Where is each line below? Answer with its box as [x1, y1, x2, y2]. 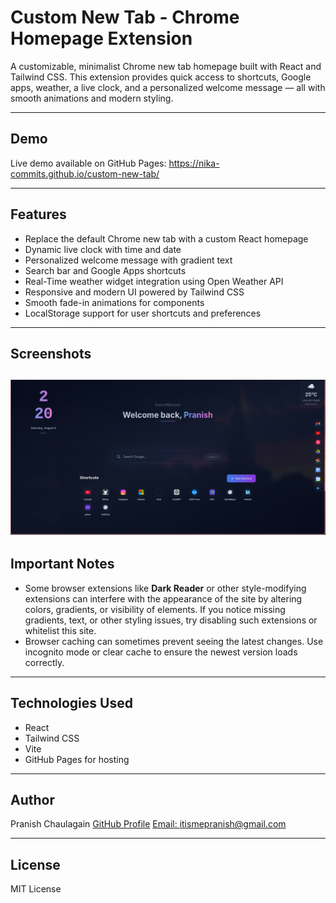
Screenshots [10, 345, 92, 362]
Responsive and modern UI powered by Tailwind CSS [24, 286, 245, 298]
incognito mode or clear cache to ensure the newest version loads [24, 646, 298, 658]
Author [10, 791, 55, 808]
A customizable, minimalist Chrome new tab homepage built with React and [10, 60, 322, 72]
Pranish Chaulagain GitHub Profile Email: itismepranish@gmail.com [10, 818, 287, 830]
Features [10, 206, 67, 223]
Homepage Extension [10, 27, 193, 50]
